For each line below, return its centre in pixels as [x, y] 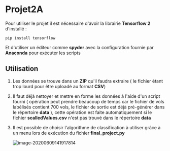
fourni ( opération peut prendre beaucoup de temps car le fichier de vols [88, 101]
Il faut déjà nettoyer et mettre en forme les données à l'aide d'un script [86, 96]
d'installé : [16, 28]
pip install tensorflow [30, 38]
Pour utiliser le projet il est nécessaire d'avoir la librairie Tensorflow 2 [78, 23]
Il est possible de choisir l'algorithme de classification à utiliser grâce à [87, 127]
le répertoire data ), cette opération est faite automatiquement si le [82, 112]
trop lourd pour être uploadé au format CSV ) [59, 86]
